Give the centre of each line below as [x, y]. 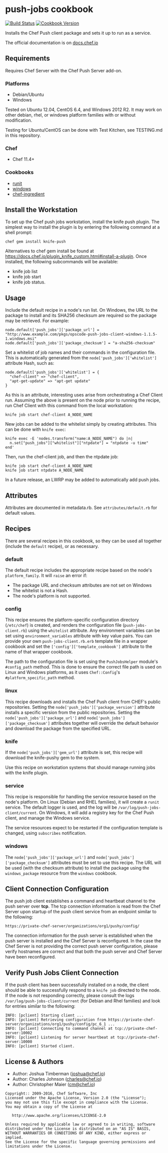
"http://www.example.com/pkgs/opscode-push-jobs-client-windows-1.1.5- [81, 334]
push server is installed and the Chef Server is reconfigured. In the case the [83, 941]
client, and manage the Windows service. [48, 818]
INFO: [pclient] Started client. [40, 1046]
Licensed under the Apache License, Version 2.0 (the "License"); [76, 1098]
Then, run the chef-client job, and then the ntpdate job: [62, 457]
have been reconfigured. [30, 957]
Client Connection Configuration [57, 889]
